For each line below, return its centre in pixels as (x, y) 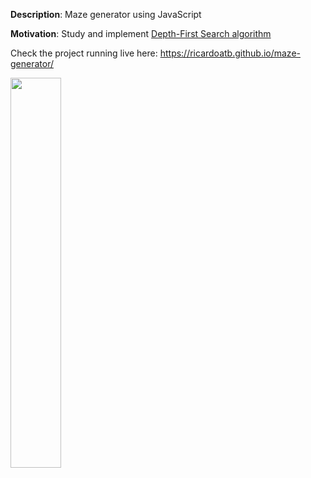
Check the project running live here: (84, 53)
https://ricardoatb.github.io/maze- (230, 53)
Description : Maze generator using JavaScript (106, 14)
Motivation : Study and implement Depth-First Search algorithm (141, 33)
